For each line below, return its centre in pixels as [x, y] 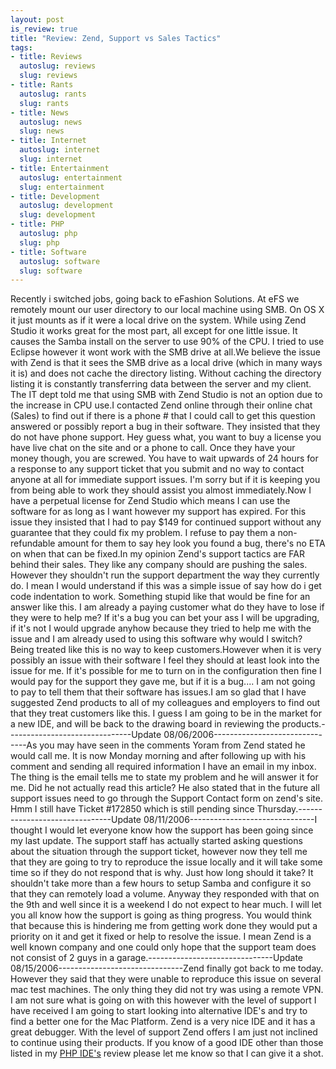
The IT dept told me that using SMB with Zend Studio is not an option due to [166, 395]
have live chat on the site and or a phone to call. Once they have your [153, 448]
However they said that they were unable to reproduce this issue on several [166, 979]
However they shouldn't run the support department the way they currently [165, 575]
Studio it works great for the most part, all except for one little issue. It [154, 331]
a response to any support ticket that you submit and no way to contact [157, 469]
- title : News [40, 112]
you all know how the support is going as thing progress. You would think [161, 915]
